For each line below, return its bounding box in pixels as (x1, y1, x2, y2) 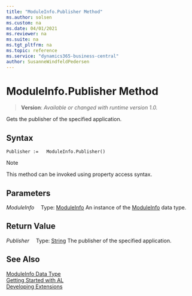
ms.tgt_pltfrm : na (6, 42, 52, 48)
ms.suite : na (6, 36, 39, 42)
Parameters (6, 188, 51, 198)
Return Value (6, 221, 56, 232)
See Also (6, 254, 40, 264)
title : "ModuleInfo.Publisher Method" (6, 8, 103, 15)
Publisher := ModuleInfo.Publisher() (6, 149, 106, 155)
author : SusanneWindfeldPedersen (6, 58, 90, 64)
